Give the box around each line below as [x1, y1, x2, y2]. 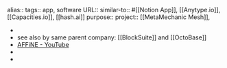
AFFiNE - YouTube [16, 41, 70, 48]
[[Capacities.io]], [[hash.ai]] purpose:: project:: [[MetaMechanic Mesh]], [7, 13, 211, 21]
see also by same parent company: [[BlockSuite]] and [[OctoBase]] [16, 33, 207, 41]
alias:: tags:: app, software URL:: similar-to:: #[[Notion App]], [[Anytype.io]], [7, 6, 221, 14]
